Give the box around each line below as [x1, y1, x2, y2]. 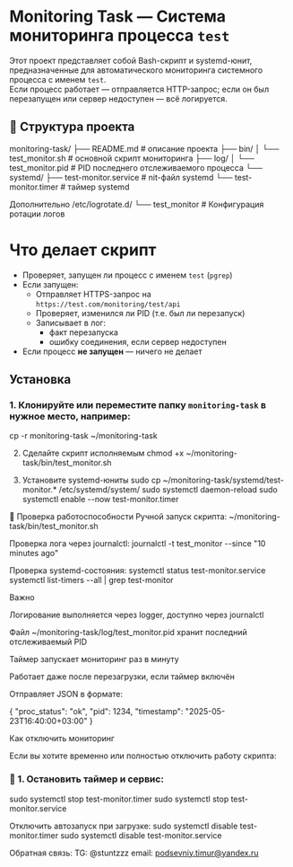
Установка [9, 372, 72, 387]
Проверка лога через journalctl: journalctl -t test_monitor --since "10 [9, 538, 266, 549]
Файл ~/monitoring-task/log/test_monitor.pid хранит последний [9, 627, 248, 638]
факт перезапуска [48, 326, 119, 338]
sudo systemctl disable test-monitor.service [60, 829, 222, 841]
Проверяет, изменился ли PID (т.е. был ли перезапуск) [35, 307, 246, 318]
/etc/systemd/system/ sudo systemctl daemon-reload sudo [58, 484, 278, 495]
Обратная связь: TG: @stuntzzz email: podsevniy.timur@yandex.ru [9, 847, 259, 858]
